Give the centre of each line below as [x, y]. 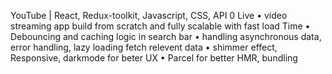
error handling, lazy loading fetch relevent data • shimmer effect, [144, 47]
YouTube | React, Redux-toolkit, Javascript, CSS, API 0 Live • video [149, 15]
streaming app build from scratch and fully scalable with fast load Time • [160, 26]
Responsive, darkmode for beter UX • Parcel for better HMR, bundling [154, 58]
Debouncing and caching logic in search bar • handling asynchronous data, [166, 36]
